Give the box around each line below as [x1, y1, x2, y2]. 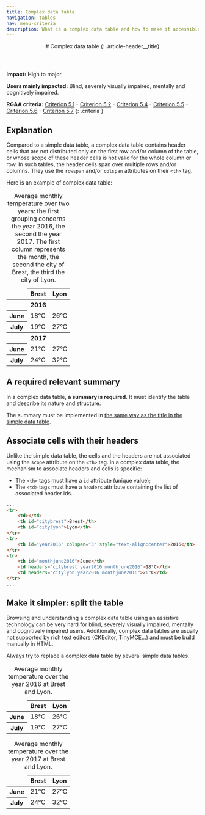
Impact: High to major [6, 71, 62, 78]
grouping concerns [11, 214, 66, 223]
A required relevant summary [6, 377, 120, 387]
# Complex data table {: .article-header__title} [45, 43, 160, 50]
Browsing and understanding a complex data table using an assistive [6, 614, 179, 621]
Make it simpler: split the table [6, 598, 124, 609]
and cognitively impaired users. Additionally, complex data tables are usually [6, 627, 199, 634]
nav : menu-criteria [6, 20, 56, 26]
